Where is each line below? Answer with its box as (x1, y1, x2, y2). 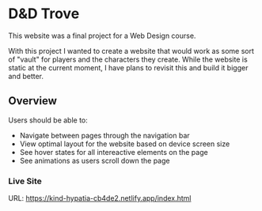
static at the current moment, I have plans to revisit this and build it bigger (8, 62, 249, 72)
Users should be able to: (8, 115, 89, 125)
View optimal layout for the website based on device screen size (19, 139, 230, 149)
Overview (8, 94, 58, 107)
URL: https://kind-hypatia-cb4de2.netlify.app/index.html (8, 194, 192, 203)
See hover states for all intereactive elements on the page (19, 147, 208, 156)
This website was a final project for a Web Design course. (8, 31, 196, 40)
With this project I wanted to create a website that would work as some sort (8, 46, 255, 55)
